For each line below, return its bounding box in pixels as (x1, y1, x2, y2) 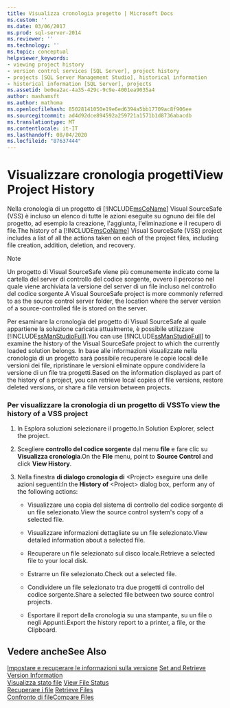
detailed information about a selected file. (27, 536, 146, 545)
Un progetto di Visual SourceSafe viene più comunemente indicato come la (7, 268, 220, 276)
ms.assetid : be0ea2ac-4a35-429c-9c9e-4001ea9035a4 (7, 87, 155, 93)
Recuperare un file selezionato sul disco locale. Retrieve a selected (27, 549, 215, 558)
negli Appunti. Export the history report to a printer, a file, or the (27, 619, 206, 627)
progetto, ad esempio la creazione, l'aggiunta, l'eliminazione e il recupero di (7, 219, 222, 227)
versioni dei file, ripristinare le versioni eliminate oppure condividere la (7, 361, 206, 369)
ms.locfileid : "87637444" (7, 138, 81, 145)
